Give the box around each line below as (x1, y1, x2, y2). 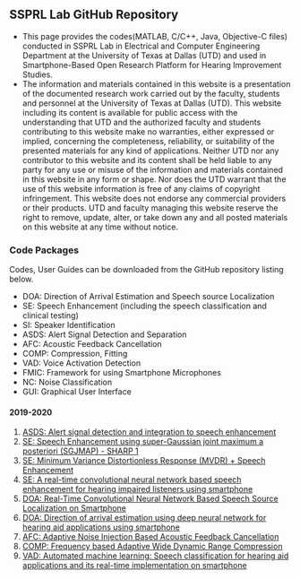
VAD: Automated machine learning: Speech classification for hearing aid (21, 550, 289, 561)
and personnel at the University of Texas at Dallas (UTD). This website (21, 98, 282, 108)
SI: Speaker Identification (21, 320, 116, 331)
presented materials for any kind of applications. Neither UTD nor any (21, 145, 279, 156)
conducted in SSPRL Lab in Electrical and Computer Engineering (21, 40, 261, 51)
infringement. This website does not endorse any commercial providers (21, 193, 287, 203)
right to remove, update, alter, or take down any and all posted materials (21, 212, 288, 222)
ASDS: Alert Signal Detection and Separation (21, 329, 187, 340)
